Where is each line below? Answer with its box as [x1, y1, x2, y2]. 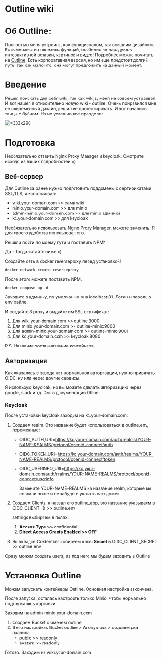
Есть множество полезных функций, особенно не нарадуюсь [5, 47, 132, 53]
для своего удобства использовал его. [5, 230, 86, 236]
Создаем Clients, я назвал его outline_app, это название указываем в [12, 500, 155, 506]
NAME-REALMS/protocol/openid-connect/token [19, 456, 115, 462]
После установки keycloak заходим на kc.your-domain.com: [5, 412, 128, 418]
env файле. [5, 299, 28, 305]
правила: [12, 629, 31, 635]
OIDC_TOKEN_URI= [19, 451, 58, 457]
